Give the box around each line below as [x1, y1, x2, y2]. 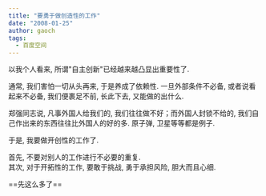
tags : [8, 34, 26, 42]
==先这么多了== [8, 179, 62, 189]
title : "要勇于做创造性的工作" [8, 11, 101, 20]
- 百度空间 [15, 42, 47, 50]
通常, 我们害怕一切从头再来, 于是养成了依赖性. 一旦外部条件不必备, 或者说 [8, 82, 249, 91]
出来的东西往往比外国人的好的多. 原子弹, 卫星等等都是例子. [22, 118, 215, 128]
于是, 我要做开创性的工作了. [8, 135, 99, 145]
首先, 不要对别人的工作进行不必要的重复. [8, 153, 142, 162]
